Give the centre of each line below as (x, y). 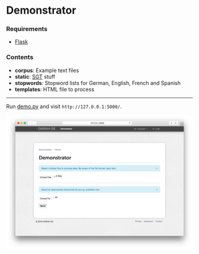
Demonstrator (41, 10)
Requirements (27, 29)
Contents (20, 57)
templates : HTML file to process (54, 89)
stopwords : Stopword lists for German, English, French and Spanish (97, 83)
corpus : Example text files (47, 70)
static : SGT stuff (35, 76)
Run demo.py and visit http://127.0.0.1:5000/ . (64, 106)
